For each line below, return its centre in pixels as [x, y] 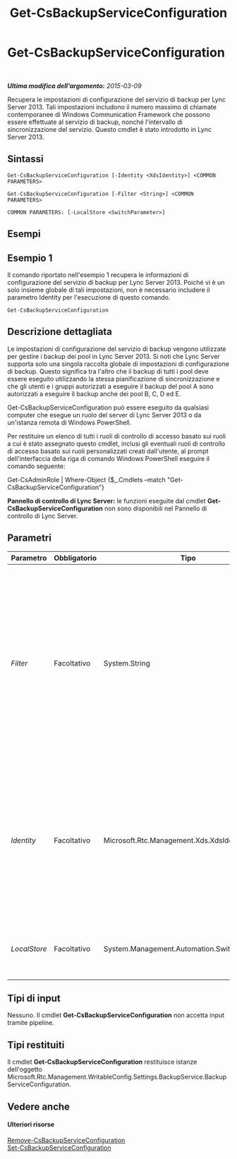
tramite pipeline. [31, 1023]
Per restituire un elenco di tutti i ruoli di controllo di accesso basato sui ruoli [117, 436]
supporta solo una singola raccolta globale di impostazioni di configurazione [118, 364]
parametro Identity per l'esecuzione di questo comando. [89, 297]
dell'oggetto [25, 1069]
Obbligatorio [75, 558]
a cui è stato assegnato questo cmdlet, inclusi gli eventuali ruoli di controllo [116, 443]
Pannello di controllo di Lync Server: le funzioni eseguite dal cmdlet [107, 501]
